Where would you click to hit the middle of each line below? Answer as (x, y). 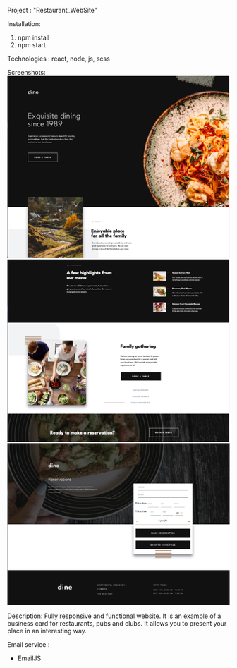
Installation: (24, 24)
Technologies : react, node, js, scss (59, 59)
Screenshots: (26, 72)
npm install (34, 37)
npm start (31, 45)
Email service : (29, 644)
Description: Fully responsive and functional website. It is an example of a (114, 616)
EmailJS (29, 658)
